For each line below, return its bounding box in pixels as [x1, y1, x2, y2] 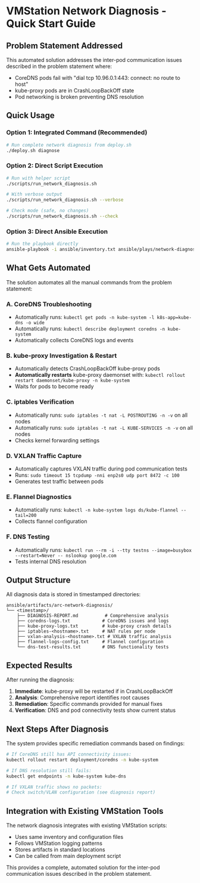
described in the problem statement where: [6, 63, 112, 70]
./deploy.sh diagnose [6, 147, 60, 153]
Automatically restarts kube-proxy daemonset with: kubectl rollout [14, 371, 186, 379]
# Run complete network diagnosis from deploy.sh [6, 142, 132, 148]
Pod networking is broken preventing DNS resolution [14, 94, 144, 100]
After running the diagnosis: [6, 676, 74, 683]
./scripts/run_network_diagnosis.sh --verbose [6, 197, 124, 203]
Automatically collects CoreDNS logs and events [14, 337, 134, 344]
